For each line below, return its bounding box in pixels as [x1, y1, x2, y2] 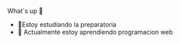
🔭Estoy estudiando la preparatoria [17, 20, 116, 28]
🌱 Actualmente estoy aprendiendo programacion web [17, 28, 173, 36]
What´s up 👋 [7, 7, 44, 15]
